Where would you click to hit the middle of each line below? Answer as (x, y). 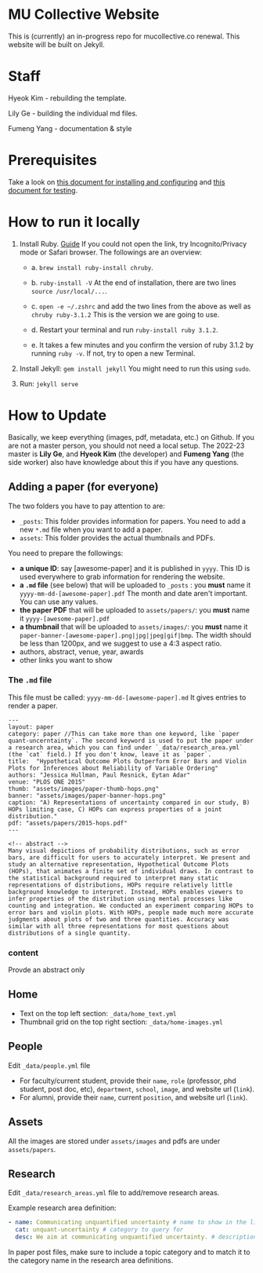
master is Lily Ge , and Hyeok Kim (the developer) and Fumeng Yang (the (126, 454)
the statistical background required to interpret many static (113, 878)
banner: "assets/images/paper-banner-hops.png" (87, 796)
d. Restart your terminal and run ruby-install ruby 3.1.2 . (124, 329)
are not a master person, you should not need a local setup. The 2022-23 (126, 445)
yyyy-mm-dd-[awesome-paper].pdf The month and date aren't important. (133, 593)
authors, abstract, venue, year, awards (81, 651)
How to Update (58, 415)
